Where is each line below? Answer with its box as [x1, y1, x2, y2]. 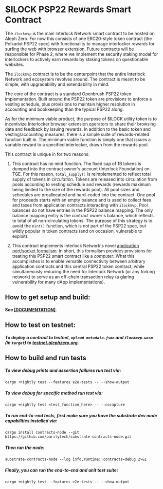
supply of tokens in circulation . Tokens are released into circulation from [12, 176, 157, 182]
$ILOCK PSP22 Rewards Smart [5, 4, 131, 15]
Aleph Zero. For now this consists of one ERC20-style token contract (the [5, 36, 152, 41]
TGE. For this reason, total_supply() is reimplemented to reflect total [12, 171, 151, 177]
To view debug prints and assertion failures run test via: [5, 367, 121, 373]
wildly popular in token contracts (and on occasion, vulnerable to [12, 228, 143, 234]
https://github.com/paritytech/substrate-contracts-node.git [5, 434, 132, 439]
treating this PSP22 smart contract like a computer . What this [12, 253, 135, 259]
